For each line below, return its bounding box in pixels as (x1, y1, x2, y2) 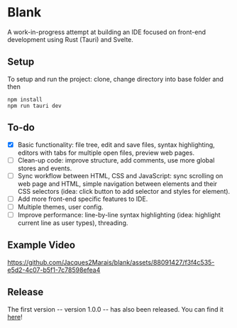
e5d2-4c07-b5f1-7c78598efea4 (7, 266, 101, 274)
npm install (7, 96, 43, 103)
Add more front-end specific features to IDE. (17, 195, 148, 203)
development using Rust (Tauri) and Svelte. (7, 35, 133, 43)
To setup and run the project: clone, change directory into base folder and (7, 75, 224, 83)
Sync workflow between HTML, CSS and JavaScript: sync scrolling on (17, 171, 224, 180)
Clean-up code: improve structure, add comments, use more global (17, 155, 215, 164)
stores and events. (17, 164, 72, 173)
